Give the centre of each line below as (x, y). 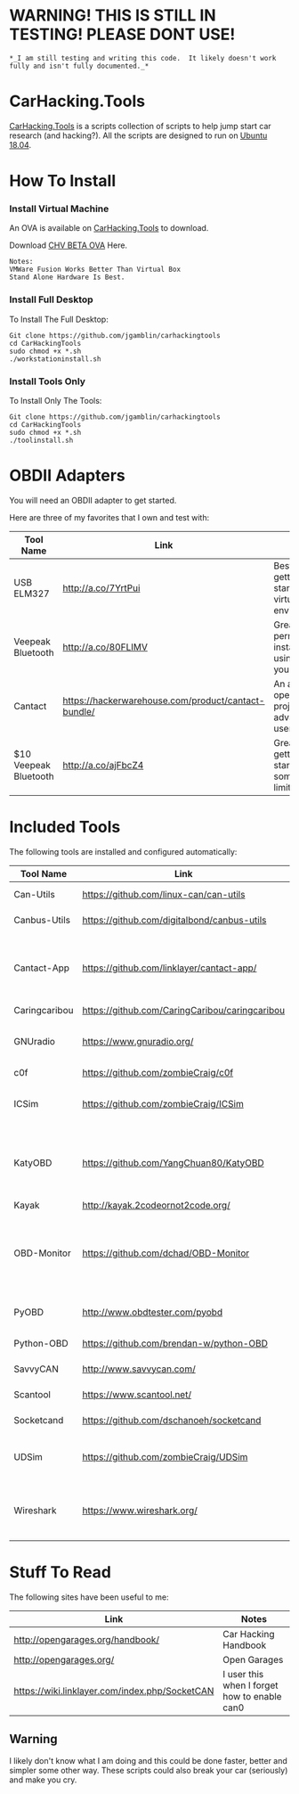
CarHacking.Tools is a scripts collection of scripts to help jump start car (140, 126)
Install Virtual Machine (59, 209)
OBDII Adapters (68, 475)
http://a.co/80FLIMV (105, 647)
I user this (243, 1674)
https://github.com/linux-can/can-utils (164, 894)
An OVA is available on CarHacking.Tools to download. (109, 228)
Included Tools (65, 827)
